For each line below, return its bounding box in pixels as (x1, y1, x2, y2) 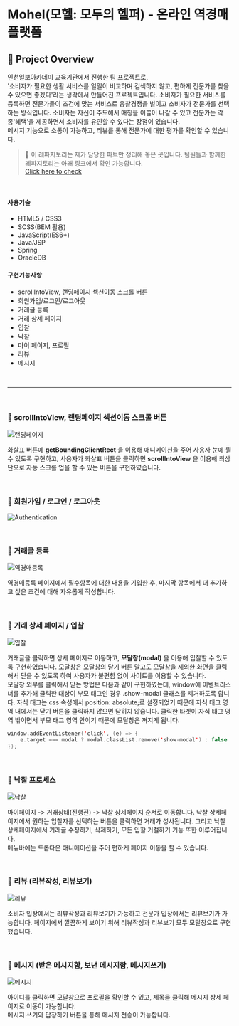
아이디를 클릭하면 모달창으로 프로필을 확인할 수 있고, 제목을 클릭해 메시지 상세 (7, 993, 222, 1002)
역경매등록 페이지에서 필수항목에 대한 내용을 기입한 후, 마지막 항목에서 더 (7, 578, 208, 587)
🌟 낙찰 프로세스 (7, 775, 56, 785)
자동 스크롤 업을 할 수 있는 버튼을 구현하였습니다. (26, 463, 161, 472)
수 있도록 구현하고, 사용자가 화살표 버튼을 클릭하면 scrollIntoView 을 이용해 (7, 454, 218, 462)
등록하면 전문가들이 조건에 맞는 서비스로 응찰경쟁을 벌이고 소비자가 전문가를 (7, 100, 217, 107)
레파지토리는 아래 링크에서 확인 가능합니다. (24, 159, 144, 167)
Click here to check (24, 167, 82, 175)
